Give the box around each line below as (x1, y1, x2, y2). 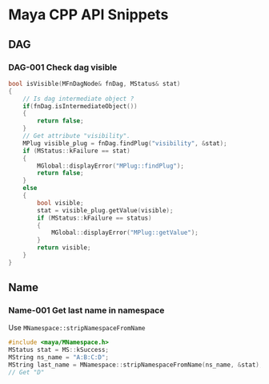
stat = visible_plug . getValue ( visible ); (37, 206, 174, 214)
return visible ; (37, 244, 91, 252)
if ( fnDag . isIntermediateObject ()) (22, 102, 138, 110)
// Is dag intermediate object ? (22, 95, 134, 103)
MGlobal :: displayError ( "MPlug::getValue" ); (50, 228, 199, 237)
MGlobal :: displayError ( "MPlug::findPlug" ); (37, 162, 184, 170)
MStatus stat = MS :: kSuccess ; (8, 346, 110, 354)
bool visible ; (37, 199, 84, 207)
